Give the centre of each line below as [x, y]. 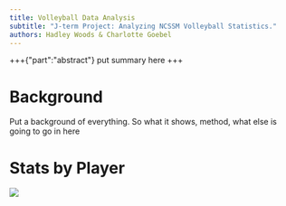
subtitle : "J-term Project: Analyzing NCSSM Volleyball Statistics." [143, 26]
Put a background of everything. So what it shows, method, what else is [143, 122]
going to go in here [45, 131]
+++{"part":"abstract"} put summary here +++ [96, 61]
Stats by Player [67, 168]
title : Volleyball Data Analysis [72, 18]
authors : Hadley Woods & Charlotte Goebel [91, 34]
